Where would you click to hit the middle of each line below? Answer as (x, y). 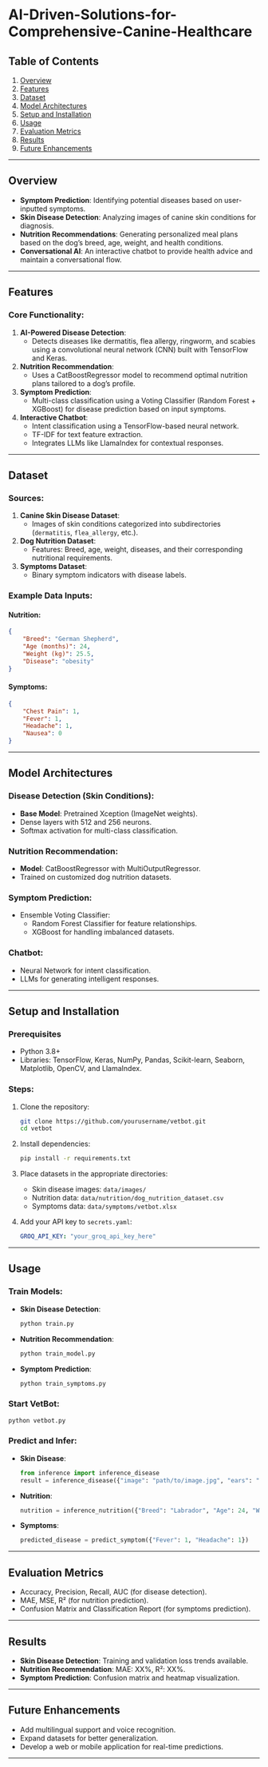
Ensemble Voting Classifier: (65, 915)
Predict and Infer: (43, 1441)
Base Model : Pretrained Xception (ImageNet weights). (108, 814)
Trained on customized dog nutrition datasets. (95, 877)
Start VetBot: (34, 1404)
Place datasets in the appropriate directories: (94, 1174)
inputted (33, 209)
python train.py (47, 1323)
